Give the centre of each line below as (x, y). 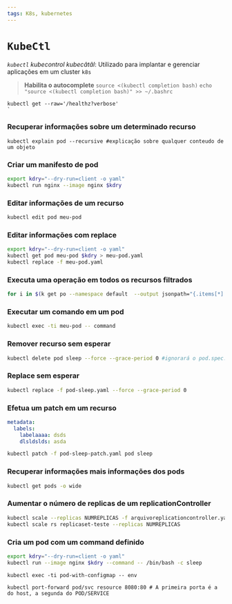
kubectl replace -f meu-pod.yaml (55, 262)
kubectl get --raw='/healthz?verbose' (63, 104)
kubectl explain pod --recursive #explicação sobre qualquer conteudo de (116, 141)
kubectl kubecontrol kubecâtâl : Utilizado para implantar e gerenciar (104, 64)
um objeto (21, 147)
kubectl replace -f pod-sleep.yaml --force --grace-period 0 (97, 390)
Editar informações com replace (62, 235)
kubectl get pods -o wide (44, 486)
